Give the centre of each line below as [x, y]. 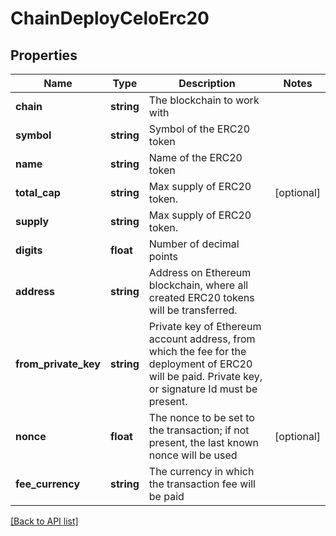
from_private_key [58, 364]
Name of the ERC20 [195, 157]
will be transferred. [193, 310]
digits [29, 250]
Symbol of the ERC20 [199, 129]
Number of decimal [194, 244]
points [163, 256]
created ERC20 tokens [201, 297]
